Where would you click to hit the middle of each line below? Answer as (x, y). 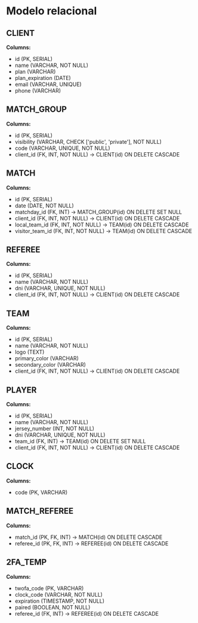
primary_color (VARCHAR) (47, 358)
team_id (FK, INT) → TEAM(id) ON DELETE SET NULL (80, 441)
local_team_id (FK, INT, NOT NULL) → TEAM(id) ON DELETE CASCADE (102, 225)
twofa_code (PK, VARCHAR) (49, 588)
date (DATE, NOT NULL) (44, 205)
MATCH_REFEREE (40, 511)
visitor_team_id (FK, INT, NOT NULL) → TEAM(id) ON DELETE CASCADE (103, 231)
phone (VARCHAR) (38, 90)
